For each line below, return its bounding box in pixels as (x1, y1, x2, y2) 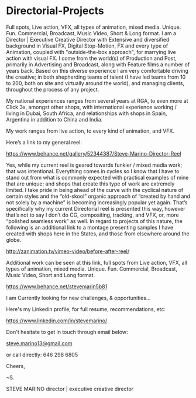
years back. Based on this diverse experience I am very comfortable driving (6, 67, 189, 74)
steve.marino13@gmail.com (6, 339, 73, 347)
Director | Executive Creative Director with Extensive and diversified (6, 36, 170, 43)
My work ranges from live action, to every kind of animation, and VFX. (6, 127, 174, 134)
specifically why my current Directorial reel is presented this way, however (6, 205, 185, 212)
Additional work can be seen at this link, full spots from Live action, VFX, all (6, 259, 187, 266)
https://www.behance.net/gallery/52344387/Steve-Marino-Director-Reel (6, 150, 181, 157)
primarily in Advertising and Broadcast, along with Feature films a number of (6, 60, 190, 68)
